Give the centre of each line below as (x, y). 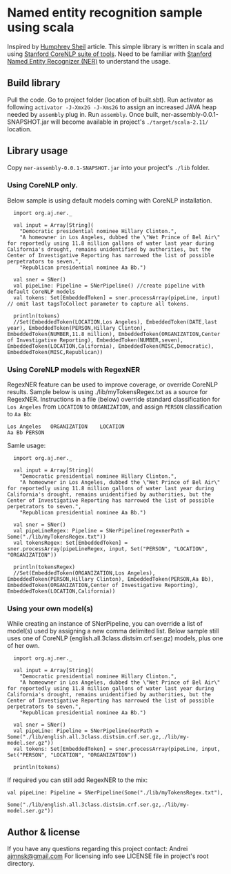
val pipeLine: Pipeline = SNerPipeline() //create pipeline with (109, 286)
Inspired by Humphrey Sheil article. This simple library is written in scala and (115, 46)
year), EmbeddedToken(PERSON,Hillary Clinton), (77, 328)
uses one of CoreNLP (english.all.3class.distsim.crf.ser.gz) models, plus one (115, 638)
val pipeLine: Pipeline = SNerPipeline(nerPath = (86, 731)
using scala (41, 27)
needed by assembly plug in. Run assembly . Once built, (83, 114)
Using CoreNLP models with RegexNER (73, 369)
